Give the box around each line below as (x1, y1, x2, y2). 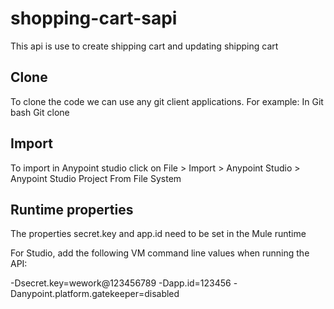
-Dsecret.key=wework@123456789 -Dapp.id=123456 (10, 277, 232, 289)
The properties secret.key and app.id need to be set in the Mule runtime (10, 228, 307, 240)
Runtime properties (10, 201, 134, 218)
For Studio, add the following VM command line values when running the (10, 247, 310, 259)
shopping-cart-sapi (10, 7, 178, 30)
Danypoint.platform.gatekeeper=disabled (10, 288, 180, 300)
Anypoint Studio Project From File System (10, 172, 182, 184)
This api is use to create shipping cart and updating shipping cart (10, 40, 279, 52)
